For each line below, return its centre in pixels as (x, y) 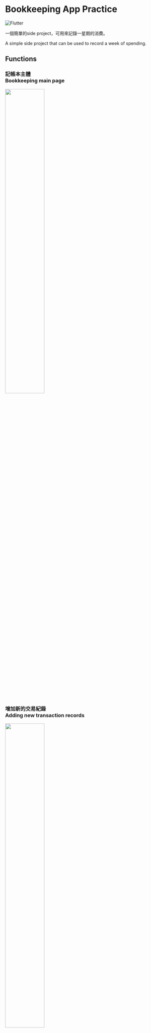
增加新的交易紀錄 (26, 708)
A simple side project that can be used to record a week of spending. (76, 43)
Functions (21, 59)
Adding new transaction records (45, 715)
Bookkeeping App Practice (61, 9)
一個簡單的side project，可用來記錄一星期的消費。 (56, 33)
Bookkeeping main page (35, 81)
